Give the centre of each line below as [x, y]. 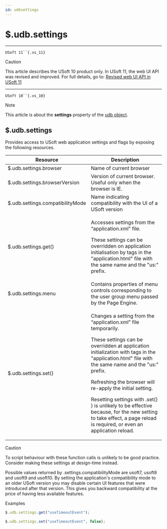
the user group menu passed [125, 297]
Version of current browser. [123, 176]
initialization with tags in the [123, 352]
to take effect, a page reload [124, 418]
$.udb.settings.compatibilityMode [47, 203]
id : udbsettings [22, 10]
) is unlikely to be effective [122, 406]
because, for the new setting [125, 412]
